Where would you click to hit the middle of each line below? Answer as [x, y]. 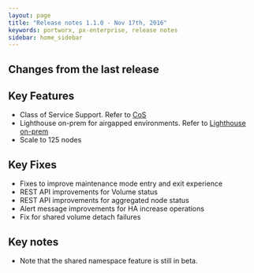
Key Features [41, 96]
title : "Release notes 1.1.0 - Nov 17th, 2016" [88, 23]
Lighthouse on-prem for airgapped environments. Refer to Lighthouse [133, 124]
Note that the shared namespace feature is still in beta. [108, 261]
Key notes [34, 242]
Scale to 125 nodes [50, 140]
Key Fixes [33, 165]
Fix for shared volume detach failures [80, 217]
